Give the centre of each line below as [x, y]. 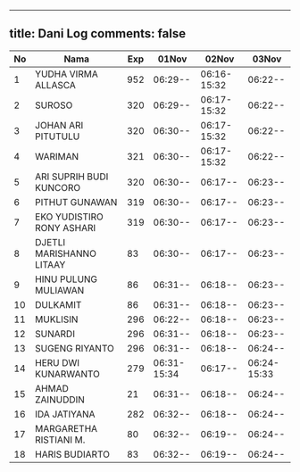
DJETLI [50, 242]
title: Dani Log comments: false [97, 33]
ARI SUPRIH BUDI [72, 177]
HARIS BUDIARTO [72, 454]
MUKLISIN [57, 319]
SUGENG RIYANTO [75, 348]
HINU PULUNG [67, 279]
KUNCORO [58, 187]
